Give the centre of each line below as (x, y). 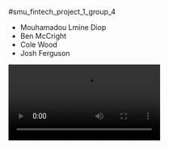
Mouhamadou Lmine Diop (63, 27)
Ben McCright (43, 36)
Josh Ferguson (45, 53)
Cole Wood (39, 45)
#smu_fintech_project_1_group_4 (62, 12)
